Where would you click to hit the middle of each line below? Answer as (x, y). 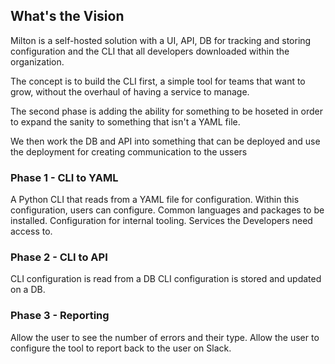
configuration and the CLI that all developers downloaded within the (150, 51)
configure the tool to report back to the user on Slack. (121, 348)
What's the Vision (67, 16)
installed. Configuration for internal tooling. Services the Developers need (161, 221)
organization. (37, 61)
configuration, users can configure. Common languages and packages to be (167, 210)
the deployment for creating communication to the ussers (129, 151)
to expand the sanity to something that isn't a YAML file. (125, 121)
